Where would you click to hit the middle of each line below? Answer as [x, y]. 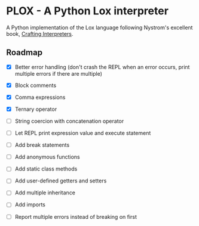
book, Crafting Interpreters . [40, 33]
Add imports [30, 205]
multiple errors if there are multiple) [59, 73]
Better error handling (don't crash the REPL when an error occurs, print [102, 67]
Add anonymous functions [48, 157]
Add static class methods [46, 169]
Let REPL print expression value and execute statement [83, 133]
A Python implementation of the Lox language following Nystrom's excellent [99, 27]
